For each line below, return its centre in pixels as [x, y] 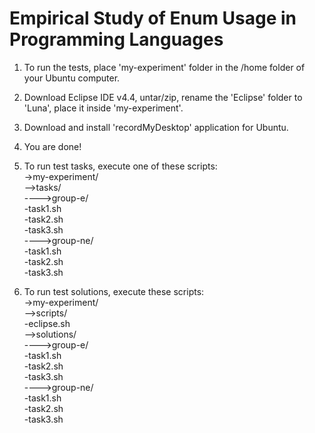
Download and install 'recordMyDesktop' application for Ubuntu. [156, 127]
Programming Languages [116, 39]
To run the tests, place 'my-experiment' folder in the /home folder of [164, 67]
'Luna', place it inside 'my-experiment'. [103, 108]
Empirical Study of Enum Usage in [153, 18]
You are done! [52, 146]
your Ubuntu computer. [72, 78]
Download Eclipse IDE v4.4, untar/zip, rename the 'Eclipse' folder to [163, 97]
